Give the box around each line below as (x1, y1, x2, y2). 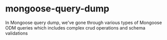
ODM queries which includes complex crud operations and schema (5, 24, 146, 30)
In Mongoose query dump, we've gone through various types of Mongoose (5, 19, 162, 25)
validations (5, 30, 28, 36)
